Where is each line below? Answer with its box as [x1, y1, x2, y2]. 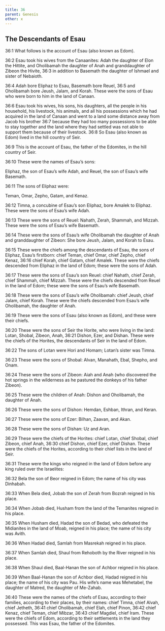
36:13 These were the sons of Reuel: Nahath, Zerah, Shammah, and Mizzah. [5, 217, 159, 223]
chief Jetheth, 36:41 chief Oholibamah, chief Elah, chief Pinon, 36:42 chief [5, 605, 156, 611]
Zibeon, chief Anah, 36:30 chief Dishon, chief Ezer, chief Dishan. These [5, 441, 150, 447]
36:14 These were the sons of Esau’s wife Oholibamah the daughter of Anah [5, 232, 160, 238]
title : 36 [5, 7, 26, 12]
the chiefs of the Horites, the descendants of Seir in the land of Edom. [5, 338, 147, 344]
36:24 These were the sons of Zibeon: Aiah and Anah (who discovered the [5, 372, 157, 378]
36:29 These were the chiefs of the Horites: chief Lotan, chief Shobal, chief [5, 436, 159, 442]
